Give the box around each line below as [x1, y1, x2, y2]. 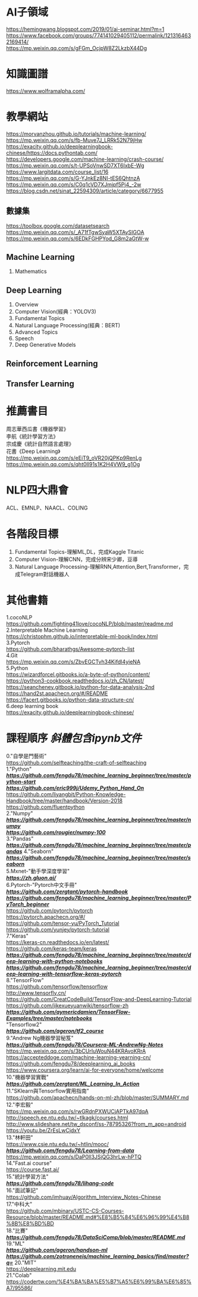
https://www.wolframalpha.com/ [6, 87, 86, 94]
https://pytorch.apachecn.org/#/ [6, 913, 86, 920]
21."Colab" [6, 1271, 32, 1279]
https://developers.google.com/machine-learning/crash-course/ [6, 156, 164, 163]
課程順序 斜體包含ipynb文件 [6, 731, 142, 745]
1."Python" [6, 765, 32, 772]
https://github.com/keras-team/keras [6, 945, 97, 952]
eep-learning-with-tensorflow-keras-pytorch [6, 970, 122, 978]
